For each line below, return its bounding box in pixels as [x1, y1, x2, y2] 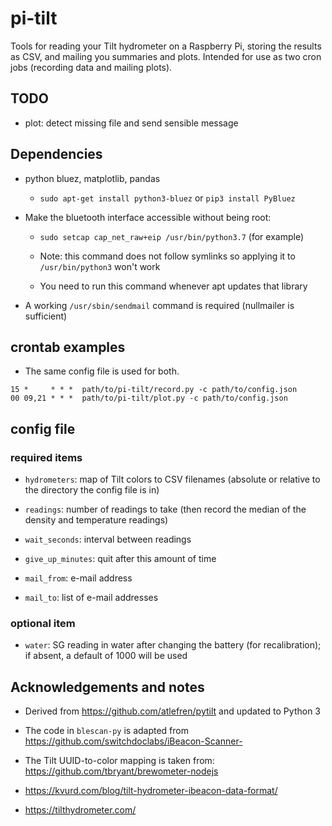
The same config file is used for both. [24, 365, 180, 377]
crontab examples [10, 338, 126, 356]
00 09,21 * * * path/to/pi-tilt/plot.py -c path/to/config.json [10, 393, 288, 404]
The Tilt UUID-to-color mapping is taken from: [24, 755, 215, 767]
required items [10, 450, 83, 464]
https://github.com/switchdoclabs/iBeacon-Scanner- [24, 735, 243, 747]
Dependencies [10, 146, 103, 163]
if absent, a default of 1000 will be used [24, 650, 188, 662]
